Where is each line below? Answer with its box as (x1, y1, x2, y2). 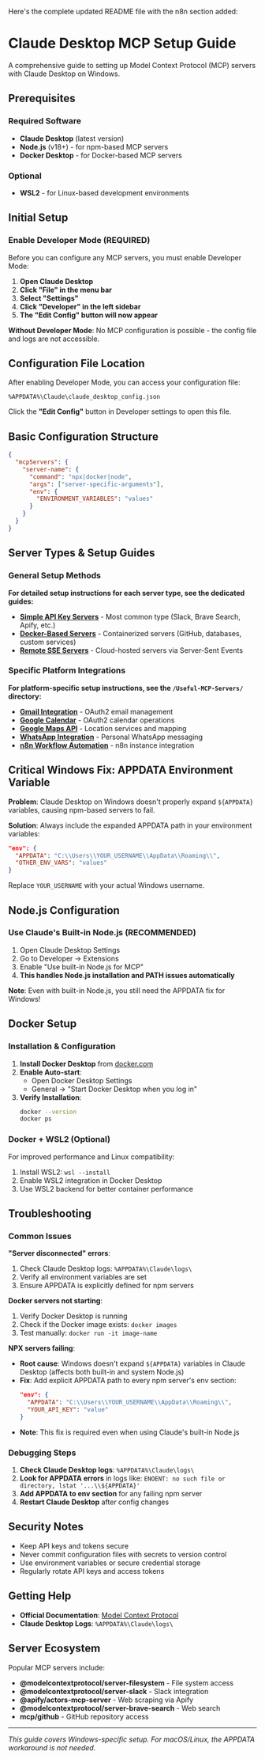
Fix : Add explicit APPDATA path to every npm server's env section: (19, 1376, 237, 1386)
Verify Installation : (19, 1092, 82, 1102)
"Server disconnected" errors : (8, 1249, 110, 1258)
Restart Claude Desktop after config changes (19, 1497, 170, 1507)
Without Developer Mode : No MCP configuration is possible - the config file (8, 325, 257, 335)
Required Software (8, 116, 81, 127)
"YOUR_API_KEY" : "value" (27, 1406, 109, 1414)
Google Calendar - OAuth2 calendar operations (19, 715, 175, 725)
